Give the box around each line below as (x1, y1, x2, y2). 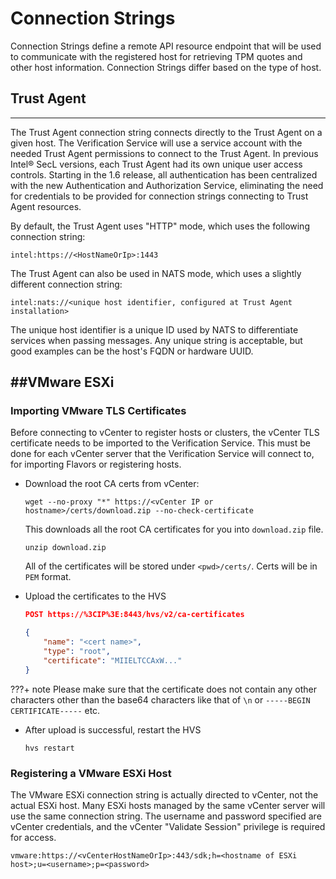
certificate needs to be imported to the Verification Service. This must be (10, 437, 311, 449)
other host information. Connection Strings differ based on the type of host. (10, 61, 322, 73)
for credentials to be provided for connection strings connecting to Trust (10, 190, 309, 202)
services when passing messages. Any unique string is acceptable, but (10, 334, 303, 346)
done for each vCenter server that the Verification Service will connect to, (10, 448, 315, 460)
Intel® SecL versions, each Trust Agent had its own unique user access (10, 158, 303, 170)
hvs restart (24, 743, 75, 753)
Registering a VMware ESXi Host (10, 766, 172, 780)
